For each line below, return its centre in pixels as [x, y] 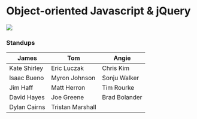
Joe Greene [67, 97]
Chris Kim [116, 68]
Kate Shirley [26, 68]
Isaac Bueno [27, 78]
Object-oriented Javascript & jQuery [99, 11]
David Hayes [27, 97]
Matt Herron [68, 88]
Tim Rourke [118, 88]
